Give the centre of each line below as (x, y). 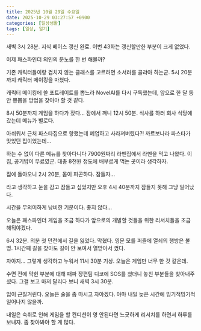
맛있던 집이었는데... (29, 141)
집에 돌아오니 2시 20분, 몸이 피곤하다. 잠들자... (61, 174)
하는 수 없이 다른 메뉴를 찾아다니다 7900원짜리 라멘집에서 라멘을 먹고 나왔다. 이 (99, 154)
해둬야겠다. (19, 228)
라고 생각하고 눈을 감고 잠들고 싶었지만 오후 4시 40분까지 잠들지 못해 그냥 (92, 187)
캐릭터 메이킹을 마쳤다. (44, 80)
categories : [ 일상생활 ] (34, 23)
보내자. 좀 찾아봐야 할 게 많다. (41, 322)
